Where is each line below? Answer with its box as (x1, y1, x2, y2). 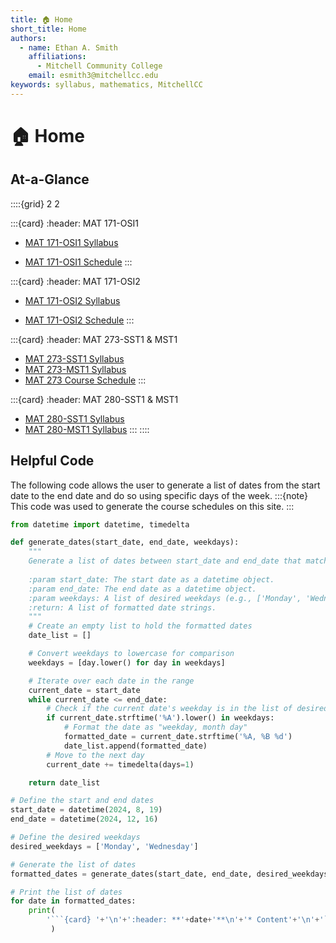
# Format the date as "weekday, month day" (63, 722, 248, 733)
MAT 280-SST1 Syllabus (24, 412, 125, 425)
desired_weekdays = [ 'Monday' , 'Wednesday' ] (10, 841, 199, 851)
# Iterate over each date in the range (28, 676, 195, 686)
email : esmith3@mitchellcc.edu (28, 71, 159, 81)
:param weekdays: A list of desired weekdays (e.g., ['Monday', (28, 593, 302, 603)
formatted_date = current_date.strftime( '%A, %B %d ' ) (63, 732, 293, 742)
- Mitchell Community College (36, 61, 163, 71)
